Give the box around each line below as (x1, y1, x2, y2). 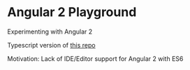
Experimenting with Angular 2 (7, 27, 93, 36)
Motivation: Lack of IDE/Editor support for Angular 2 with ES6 (7, 54, 184, 63)
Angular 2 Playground (7, 4, 137, 20)
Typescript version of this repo (7, 41, 96, 49)
